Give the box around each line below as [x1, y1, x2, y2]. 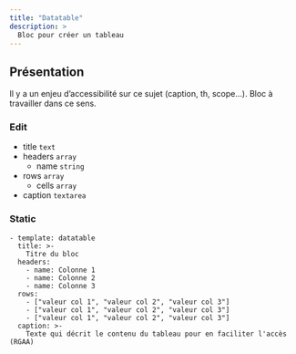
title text [22, 141, 56, 152]
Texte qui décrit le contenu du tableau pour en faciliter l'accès [26, 329, 287, 338]
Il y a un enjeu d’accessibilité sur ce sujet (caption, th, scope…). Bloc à [9, 88, 273, 99]
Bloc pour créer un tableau [17, 30, 125, 39]
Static [9, 213, 36, 225]
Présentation [9, 64, 85, 79]
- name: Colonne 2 [26, 273, 96, 283]
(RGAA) [9, 337, 35, 347]
